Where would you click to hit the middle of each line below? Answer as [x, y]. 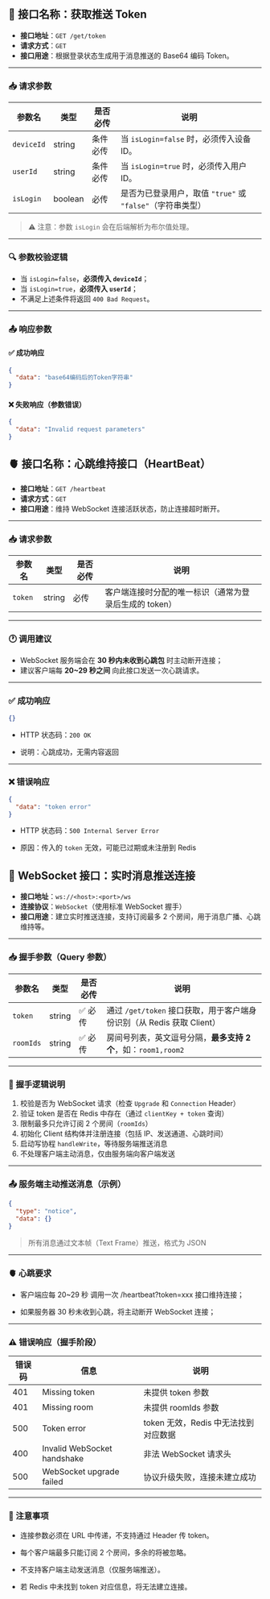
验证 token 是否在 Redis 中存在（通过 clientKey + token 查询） [124, 1113]
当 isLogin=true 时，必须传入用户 [184, 166]
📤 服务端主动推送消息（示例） [67, 1184]
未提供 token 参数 [176, 1393]
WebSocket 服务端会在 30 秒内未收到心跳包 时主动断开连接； [121, 661]
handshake [63, 1459]
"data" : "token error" [53, 807]
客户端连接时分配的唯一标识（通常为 [174, 592]
